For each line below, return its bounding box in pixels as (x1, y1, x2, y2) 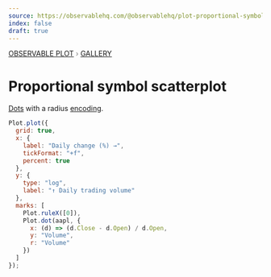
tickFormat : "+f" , (23, 149, 85, 157)
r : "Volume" (29, 239, 70, 247)
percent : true (23, 156, 70, 165)
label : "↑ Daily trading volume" (23, 187, 135, 195)
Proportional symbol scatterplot (8, 77, 227, 95)
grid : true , (15, 126, 56, 135)
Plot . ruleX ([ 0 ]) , (23, 209, 81, 217)
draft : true (8, 27, 48, 35)
